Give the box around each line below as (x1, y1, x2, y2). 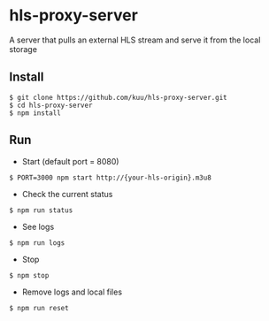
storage (9, 43, 38, 54)
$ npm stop (9, 271, 50, 279)
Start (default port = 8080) (21, 156, 119, 166)
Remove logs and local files (21, 287, 122, 297)
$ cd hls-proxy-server (9, 101, 93, 110)
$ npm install (9, 108, 62, 118)
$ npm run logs (9, 238, 65, 248)
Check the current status (21, 188, 113, 199)
